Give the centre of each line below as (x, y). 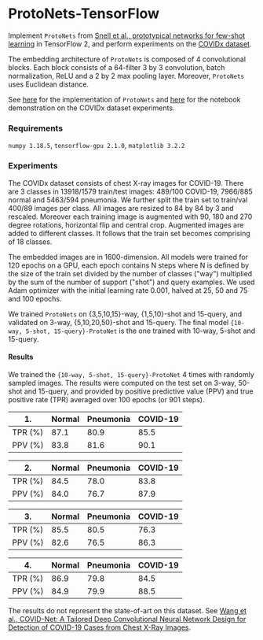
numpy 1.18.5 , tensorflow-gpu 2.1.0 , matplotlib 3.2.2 (97, 146)
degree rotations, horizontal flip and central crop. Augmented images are (126, 224)
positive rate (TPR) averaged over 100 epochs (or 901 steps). (106, 399)
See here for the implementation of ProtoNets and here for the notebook (124, 99)
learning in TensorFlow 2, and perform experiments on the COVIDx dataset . (130, 43)
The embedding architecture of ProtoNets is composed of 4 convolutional (127, 59)
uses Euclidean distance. (48, 84)
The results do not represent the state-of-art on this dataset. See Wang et (128, 610)
